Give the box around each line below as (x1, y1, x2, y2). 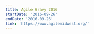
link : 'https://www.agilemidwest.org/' (5, 21, 90, 26)
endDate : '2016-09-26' (5, 16, 53, 21)
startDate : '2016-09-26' (5, 12, 58, 17)
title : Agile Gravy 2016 (5, 7, 58, 12)
